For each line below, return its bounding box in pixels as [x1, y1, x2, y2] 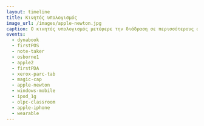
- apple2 [12, 59, 34, 65]
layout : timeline [6, 8, 50, 15]
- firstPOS [12, 43, 39, 49]
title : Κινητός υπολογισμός [6, 15, 78, 21]
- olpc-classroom [12, 99, 56, 105]
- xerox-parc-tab [12, 71, 56, 77]
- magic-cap [12, 76, 42, 82]
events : [6, 31, 26, 38]
